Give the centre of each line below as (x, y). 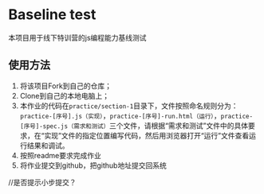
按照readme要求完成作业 (60, 155)
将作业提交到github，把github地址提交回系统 (93, 165)
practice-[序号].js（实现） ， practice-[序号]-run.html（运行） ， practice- (136, 115)
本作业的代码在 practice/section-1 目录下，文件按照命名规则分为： (129, 106)
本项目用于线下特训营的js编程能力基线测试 (77, 37)
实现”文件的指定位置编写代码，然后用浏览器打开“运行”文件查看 (146, 135)
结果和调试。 (48, 145)
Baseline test (52, 15)
